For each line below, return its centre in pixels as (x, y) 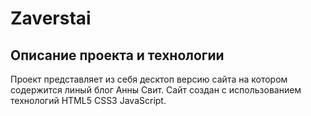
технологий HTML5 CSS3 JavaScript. (88, 100)
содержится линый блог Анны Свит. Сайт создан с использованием (156, 90)
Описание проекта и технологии (117, 55)
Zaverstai (51, 18)
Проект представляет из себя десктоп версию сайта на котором (149, 79)
